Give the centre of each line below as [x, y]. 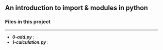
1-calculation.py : [30, 42]
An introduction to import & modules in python [76, 8]
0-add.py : [23, 37]
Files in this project [28, 22]
